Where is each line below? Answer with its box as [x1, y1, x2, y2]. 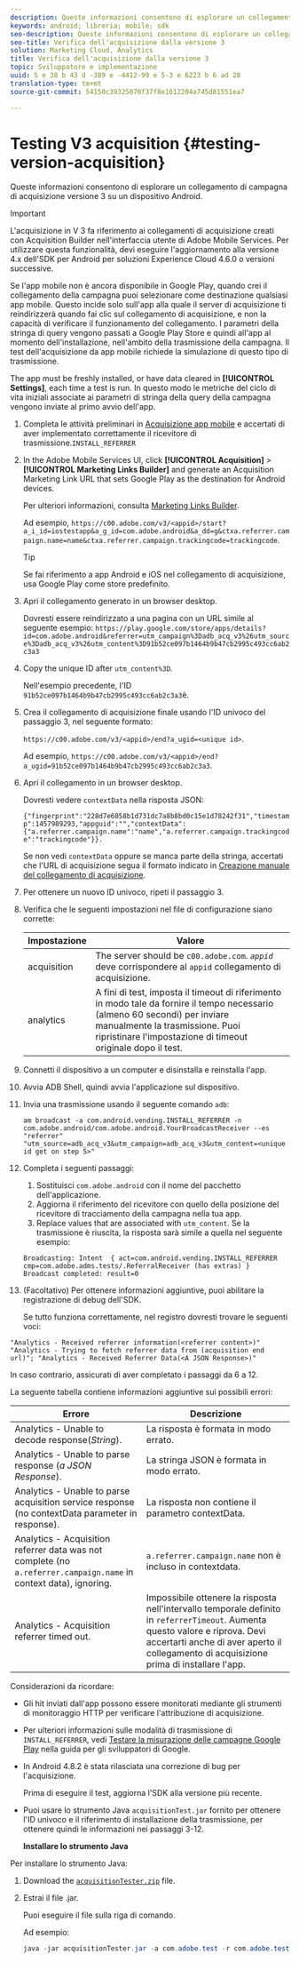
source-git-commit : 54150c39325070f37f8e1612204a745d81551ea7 [10, 87, 245, 96]
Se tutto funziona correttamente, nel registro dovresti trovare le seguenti [22, 1312, 288, 1322]
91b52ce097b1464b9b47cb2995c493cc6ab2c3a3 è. [22, 690, 190, 700]
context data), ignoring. [14, 1577, 113, 1590]
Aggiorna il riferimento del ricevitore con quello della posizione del [35, 1199, 279, 1209]
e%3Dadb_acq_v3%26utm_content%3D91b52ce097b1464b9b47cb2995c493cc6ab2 [22, 640, 290, 649]
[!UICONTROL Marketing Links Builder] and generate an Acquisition [22, 464, 274, 475]
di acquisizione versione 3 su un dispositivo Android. [10, 191, 203, 202]
